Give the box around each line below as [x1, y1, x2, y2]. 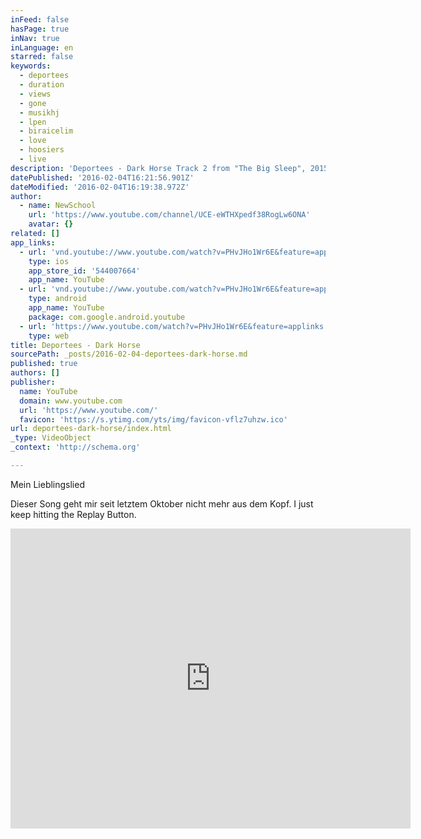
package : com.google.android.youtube [28, 312, 186, 322]
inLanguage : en [10, 42, 74, 53]
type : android [28, 294, 87, 304]
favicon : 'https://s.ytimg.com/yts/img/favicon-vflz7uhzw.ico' [19, 414, 288, 425]
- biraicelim [19, 126, 74, 136]
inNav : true [10, 33, 60, 43]
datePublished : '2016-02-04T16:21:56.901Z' [10, 172, 195, 183]
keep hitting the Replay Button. [10, 508, 137, 520]
